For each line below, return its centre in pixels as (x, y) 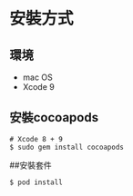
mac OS (37, 77)
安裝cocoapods (54, 118)
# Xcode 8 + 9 (36, 139)
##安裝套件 (31, 165)
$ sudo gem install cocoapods (67, 147)
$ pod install (36, 182)
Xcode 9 (38, 87)
